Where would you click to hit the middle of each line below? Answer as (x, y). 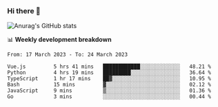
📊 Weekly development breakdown (59, 40)
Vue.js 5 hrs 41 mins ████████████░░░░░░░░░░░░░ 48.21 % (109, 67)
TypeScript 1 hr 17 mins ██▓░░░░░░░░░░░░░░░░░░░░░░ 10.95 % (109, 79)
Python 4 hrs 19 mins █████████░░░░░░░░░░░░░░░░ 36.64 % (109, 73)
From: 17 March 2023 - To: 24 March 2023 (68, 55)
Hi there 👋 (24, 11)
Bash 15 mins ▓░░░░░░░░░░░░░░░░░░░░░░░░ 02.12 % (109, 85)
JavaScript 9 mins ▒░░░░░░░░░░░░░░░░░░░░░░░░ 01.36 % (109, 91)
